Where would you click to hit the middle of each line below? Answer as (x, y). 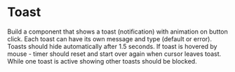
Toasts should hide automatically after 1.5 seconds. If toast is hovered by (112, 46)
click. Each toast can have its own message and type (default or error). (110, 38)
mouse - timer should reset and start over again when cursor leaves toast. (114, 54)
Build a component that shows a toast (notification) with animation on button (117, 31)
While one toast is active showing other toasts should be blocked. (102, 61)
